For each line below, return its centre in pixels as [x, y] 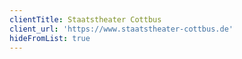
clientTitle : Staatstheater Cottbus [85, 19]
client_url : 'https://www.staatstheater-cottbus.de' [121, 29]
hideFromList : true [50, 38]
